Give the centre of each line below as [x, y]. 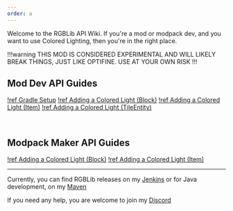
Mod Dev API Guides [52, 84]
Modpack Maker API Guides [69, 143]
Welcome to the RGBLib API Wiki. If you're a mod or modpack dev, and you [114, 33]
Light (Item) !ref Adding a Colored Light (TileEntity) [80, 108]
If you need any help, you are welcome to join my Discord [89, 200]
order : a [20, 14]
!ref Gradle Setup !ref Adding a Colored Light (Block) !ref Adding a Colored [114, 100]
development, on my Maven [47, 187]
